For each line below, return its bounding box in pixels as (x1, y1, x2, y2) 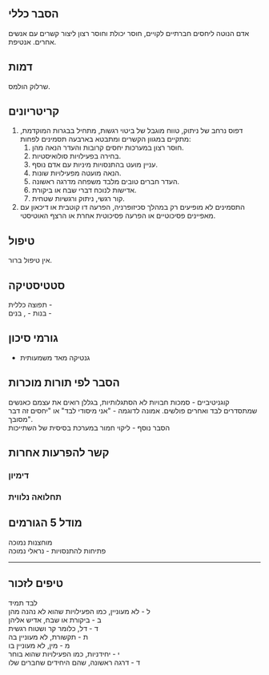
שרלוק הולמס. (8, 81, 50, 91)
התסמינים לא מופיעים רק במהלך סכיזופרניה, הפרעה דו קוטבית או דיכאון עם (19, 203, 246, 212)
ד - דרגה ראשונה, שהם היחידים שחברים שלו (8, 657, 140, 667)
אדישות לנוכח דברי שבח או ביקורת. (31, 185, 137, 195)
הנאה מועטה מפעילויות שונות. (31, 168, 122, 178)
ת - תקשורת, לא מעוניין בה (8, 632, 89, 641)
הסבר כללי (8, 7, 59, 21)
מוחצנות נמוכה (8, 537, 53, 547)
